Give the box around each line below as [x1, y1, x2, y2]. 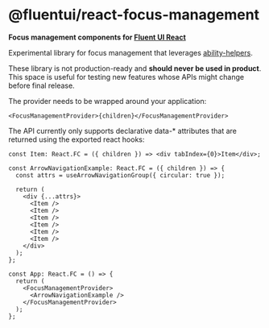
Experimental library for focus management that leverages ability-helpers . [8, 48, 254, 57]
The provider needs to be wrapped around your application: [8, 96, 207, 106]
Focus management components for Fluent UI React [8, 32, 187, 42]
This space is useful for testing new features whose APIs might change [8, 72, 244, 81]
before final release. [8, 81, 75, 90]
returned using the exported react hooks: [8, 135, 145, 144]
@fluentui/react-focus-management [8, 6, 260, 24]
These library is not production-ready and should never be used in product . [8, 63, 262, 73]
